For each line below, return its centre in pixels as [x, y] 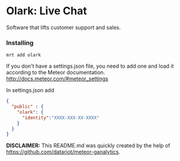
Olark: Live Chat [47, 11]
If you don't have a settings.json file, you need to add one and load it [90, 66]
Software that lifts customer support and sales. [64, 27]
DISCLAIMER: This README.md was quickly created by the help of [88, 146]
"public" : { [28, 107]
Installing [20, 43]
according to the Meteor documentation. [56, 72]
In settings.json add [30, 90]
